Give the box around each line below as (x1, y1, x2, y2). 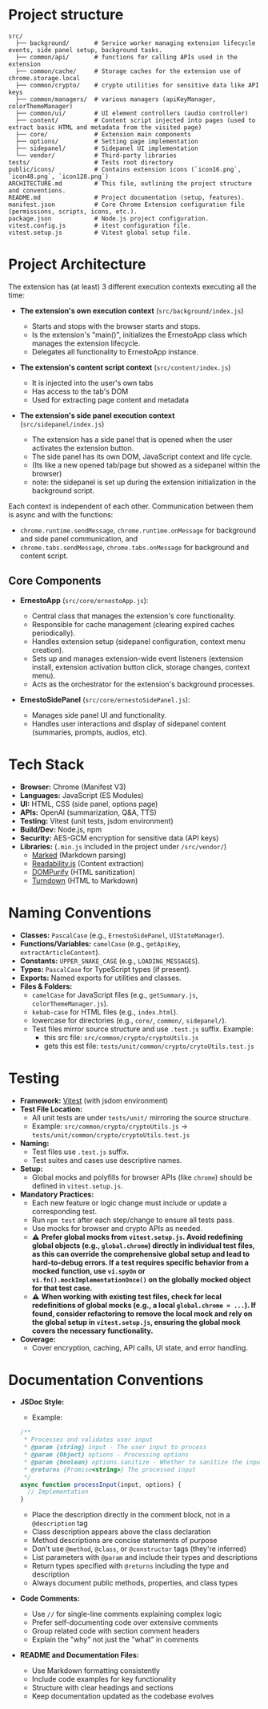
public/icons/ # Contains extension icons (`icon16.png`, (8, 165, 242, 173)
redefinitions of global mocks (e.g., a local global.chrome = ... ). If (31, 1300, 256, 1310)
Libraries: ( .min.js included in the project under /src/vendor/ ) (19, 841, 227, 851)
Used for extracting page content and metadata (31, 395, 190, 404)
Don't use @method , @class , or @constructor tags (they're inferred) (31, 1544, 246, 1553)
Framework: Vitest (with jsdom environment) (19, 1095, 169, 1105)
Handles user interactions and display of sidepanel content (31, 719, 226, 728)
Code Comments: (19, 1594, 80, 1603)
